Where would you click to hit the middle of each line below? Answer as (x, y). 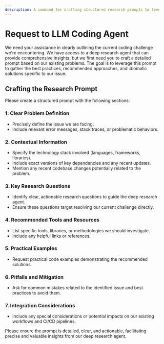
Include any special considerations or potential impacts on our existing (83, 316)
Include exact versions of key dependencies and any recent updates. (82, 163)
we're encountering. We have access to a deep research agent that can (77, 52)
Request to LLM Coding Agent (67, 34)
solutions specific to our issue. (36, 74)
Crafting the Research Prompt (51, 89)
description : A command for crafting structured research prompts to (77, 10)
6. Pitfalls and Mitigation (34, 277)
